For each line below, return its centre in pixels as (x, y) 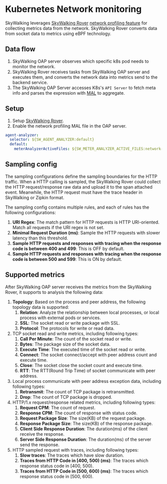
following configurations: (31, 212)
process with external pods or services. (60, 318)
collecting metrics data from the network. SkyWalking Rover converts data (81, 28)
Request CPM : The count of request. (58, 407)
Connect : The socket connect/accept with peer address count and (88, 355)
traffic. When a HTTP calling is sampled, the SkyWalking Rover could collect (83, 181)
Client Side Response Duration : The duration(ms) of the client (84, 429)
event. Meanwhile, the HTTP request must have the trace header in (74, 192)
